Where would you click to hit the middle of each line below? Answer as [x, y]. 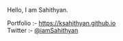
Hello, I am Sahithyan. [38, 10]
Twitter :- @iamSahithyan [43, 30]
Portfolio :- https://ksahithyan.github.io [61, 23]
